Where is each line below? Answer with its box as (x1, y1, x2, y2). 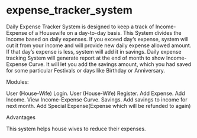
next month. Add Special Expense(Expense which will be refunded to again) (6, 102, 191, 109)
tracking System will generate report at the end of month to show (6, 54, 165, 61)
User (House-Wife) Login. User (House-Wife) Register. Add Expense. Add (6, 90, 185, 97)
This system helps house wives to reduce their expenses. (6, 125, 146, 132)
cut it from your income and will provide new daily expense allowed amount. (6, 42, 192, 49)
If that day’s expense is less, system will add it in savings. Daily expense (6, 48, 182, 55)
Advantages (6, 113, 35, 121)
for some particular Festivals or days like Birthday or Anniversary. (6, 67, 166, 74)
